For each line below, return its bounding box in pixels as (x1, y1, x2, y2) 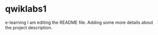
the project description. (5, 24, 53, 30)
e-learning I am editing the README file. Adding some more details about (5, 19, 153, 25)
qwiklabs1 (5, 3, 47, 15)
